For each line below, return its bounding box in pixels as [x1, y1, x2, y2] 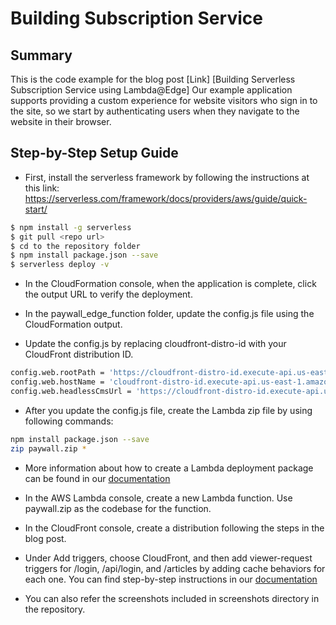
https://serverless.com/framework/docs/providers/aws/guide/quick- [24, 192, 308, 204]
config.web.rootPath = [10, 368, 105, 378]
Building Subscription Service [10, 7, 263, 30]
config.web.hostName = [10, 377, 105, 387]
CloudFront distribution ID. [24, 348, 134, 361]
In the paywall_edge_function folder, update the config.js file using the [24, 308, 315, 320]
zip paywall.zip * [10, 443, 87, 454]
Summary [10, 47, 73, 64]
